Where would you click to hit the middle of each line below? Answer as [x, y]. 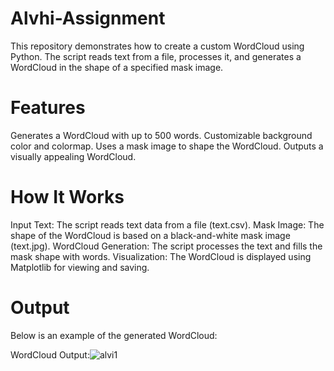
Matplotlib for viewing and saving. [80, 267]
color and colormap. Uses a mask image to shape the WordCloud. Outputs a [167, 146]
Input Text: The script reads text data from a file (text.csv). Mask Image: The [167, 224]
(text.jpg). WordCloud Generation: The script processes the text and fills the [166, 246]
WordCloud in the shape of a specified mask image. [117, 67]
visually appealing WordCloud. [73, 156]
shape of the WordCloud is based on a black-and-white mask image [150, 235]
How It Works [67, 197]
